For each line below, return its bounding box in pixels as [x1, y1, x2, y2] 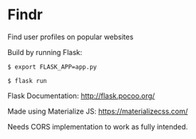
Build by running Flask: [7, 47, 83, 57]
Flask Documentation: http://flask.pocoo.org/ [7, 90, 155, 101]
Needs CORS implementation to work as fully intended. [7, 121, 188, 131]
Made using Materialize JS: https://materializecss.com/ [7, 106, 189, 116]
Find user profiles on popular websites [7, 32, 134, 42]
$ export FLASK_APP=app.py [7, 62, 97, 71]
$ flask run [7, 77, 47, 85]
